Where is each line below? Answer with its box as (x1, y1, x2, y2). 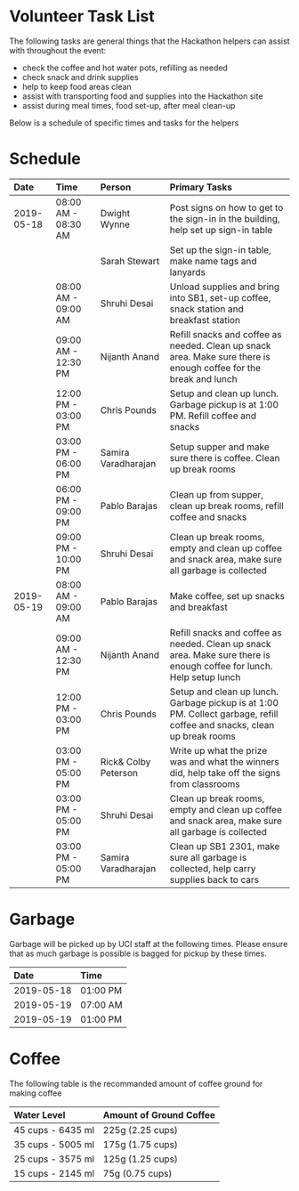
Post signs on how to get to (169, 201, 284, 214)
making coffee (9, 1088, 62, 1098)
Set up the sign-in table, (169, 243, 271, 255)
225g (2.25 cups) (102, 1123, 178, 1136)
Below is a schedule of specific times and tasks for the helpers (9, 117, 239, 128)
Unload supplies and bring (169, 280, 280, 293)
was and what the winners (169, 755, 279, 767)
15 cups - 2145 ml (13, 1167, 95, 1179)
